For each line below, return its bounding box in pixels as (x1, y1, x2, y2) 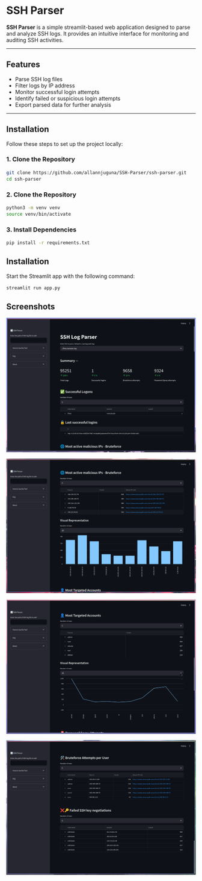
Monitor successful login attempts (14, 88, 100, 95)
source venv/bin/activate (6, 211, 71, 217)
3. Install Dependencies (6, 225, 77, 234)
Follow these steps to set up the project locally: (6, 140, 123, 148)
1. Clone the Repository (6, 155, 75, 163)
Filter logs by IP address (14, 82, 75, 89)
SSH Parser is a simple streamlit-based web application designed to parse (6, 24, 191, 31)
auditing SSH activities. (6, 36, 64, 43)
